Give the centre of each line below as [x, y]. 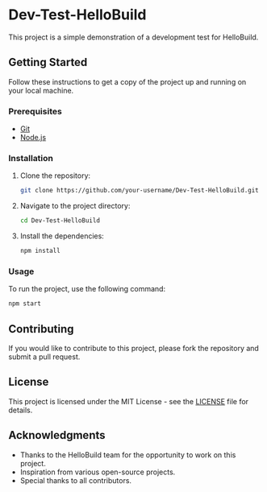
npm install [40, 251]
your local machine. [41, 90]
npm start [25, 304]
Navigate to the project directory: [75, 206]
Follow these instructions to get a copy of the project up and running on [127, 81]
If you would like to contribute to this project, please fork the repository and [134, 348]
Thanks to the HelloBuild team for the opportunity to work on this [128, 455]
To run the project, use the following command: [87, 289]
